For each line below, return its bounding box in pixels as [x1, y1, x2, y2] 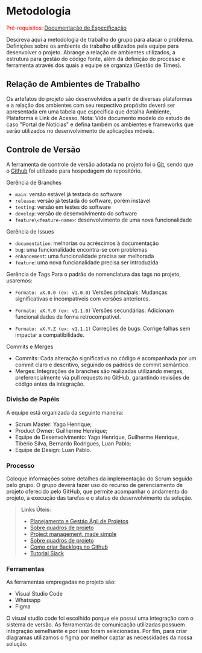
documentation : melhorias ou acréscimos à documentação [14, 240, 159, 247]
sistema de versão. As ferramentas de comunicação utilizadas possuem [6, 621, 185, 628]
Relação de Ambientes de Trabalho [6, 79, 140, 89]
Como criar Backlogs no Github [30, 543, 109, 550]
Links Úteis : [21, 506, 51, 514]
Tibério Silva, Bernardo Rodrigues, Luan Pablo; [14, 439, 131, 447]
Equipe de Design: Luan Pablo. [14, 446, 92, 453]
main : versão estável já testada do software [14, 190, 122, 197]
